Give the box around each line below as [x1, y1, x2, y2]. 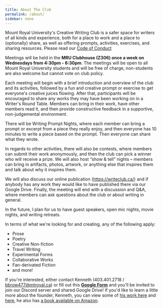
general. [5, 197, 22, 203]
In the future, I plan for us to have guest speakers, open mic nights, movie [5, 206, 154, 212]
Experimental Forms [12, 252, 53, 257]
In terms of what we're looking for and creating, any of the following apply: [5, 221, 156, 227]
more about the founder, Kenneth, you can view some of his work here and [5, 292, 156, 298]
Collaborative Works [12, 257, 53, 263]
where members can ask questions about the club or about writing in [5, 192, 144, 198]
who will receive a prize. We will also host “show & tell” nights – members [5, 156, 153, 162]
